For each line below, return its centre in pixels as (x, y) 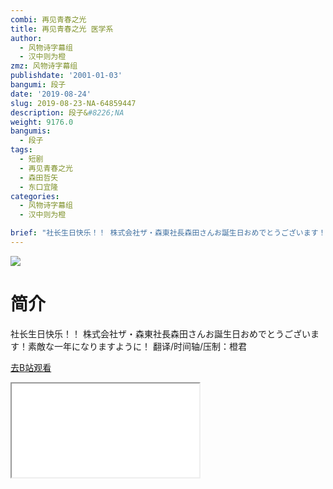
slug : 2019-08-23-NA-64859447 (73, 103)
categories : (35, 196)
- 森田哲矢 (39, 177)
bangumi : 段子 (38, 85)
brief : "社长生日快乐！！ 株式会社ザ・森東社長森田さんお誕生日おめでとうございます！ (168, 233)
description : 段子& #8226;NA (67, 112)
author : (26, 38)
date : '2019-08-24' (51, 94)
